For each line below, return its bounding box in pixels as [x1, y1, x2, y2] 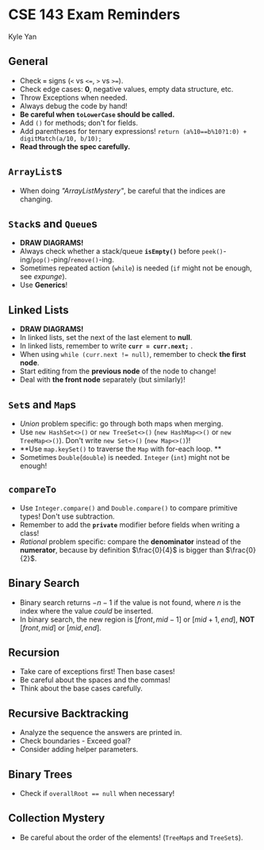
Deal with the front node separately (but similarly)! [19, 375, 186, 385]
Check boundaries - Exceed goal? [19, 736, 131, 746]
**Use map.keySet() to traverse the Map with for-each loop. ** [19, 444, 222, 454]
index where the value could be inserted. [19, 606, 154, 615]
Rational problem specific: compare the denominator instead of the [19, 537, 242, 546]
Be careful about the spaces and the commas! [19, 676, 170, 685]
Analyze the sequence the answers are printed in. [19, 728, 182, 737]
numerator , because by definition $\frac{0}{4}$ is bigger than [19, 545, 224, 554]
